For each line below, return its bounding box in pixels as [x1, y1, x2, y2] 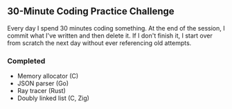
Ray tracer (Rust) [17, 87, 66, 95]
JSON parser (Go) [17, 79, 69, 87]
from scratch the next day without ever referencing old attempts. [7, 38, 192, 47]
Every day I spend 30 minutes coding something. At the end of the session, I [7, 24, 225, 32]
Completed [7, 56, 46, 65]
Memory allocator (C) [17, 72, 79, 81]
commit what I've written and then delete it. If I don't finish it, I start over [7, 31, 213, 40]
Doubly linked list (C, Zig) [17, 94, 90, 103]
